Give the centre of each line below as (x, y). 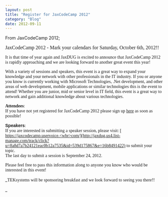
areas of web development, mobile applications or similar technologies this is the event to (83, 87)
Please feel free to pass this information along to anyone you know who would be (76, 165)
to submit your (139, 146)
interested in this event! (26, 170)
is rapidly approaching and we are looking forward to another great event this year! (78, 62)
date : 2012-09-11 (23, 24)
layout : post (19, 10)
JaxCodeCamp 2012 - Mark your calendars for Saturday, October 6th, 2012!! (82, 47)
